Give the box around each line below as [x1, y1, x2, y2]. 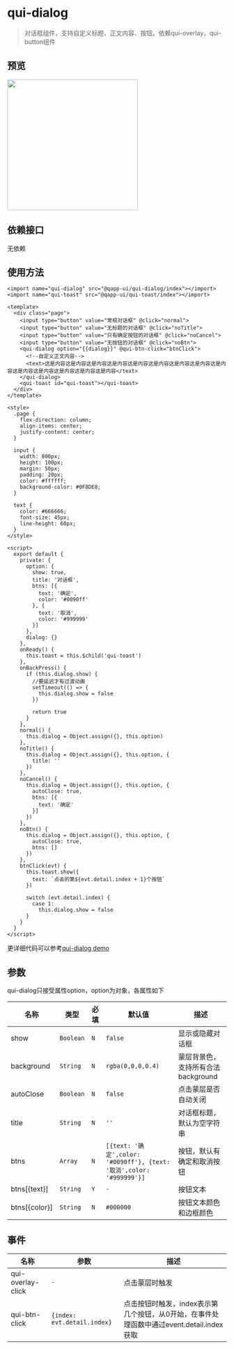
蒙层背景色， [178, 1052, 221, 1062]
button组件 [24, 37, 56, 46]
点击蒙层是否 [178, 1085, 221, 1094]
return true [32, 709, 68, 716]
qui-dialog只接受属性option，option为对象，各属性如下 [7, 986, 165, 995]
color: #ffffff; [19, 478, 68, 485]
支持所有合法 [178, 1062, 221, 1072]
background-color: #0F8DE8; [19, 483, 101, 491]
